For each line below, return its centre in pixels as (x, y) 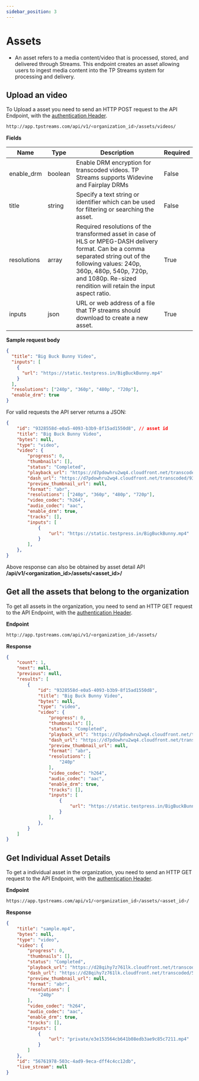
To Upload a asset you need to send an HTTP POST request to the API (92, 109)
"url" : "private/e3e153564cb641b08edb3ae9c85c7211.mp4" (119, 1039)
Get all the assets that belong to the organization (98, 592)
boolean (59, 174)
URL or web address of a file (115, 303)
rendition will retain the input (115, 286)
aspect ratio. (94, 294)
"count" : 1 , (31, 663)
